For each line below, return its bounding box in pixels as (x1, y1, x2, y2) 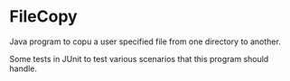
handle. (9, 63, 38, 74)
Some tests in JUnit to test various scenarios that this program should (9, 53, 269, 64)
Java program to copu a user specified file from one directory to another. (9, 36, 282, 47)
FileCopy (9, 6, 79, 27)
